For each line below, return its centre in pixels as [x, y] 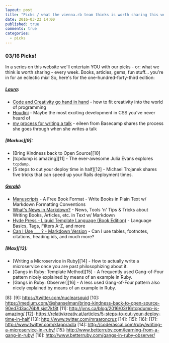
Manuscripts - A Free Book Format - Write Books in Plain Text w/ [79, 199]
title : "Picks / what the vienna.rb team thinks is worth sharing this [82, 15]
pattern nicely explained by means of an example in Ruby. [72, 277]
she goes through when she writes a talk [55, 129]
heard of [21, 118]
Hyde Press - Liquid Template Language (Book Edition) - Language [82, 221]
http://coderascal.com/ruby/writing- [125, 325]
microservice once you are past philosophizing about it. [70, 267]
